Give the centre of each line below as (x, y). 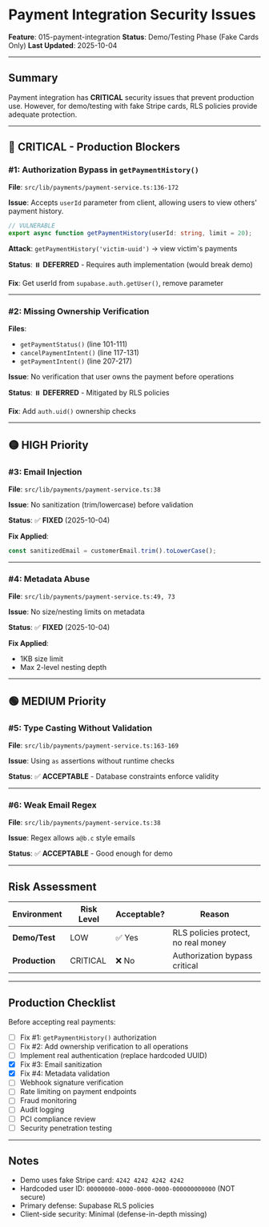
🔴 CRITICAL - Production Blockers (94, 147)
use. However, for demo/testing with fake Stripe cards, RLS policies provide (133, 106)
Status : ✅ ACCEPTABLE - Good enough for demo (91, 853)
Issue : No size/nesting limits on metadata (77, 612)
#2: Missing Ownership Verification (79, 311)
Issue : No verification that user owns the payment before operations (121, 377)
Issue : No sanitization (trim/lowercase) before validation (101, 505)
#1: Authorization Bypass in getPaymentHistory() (104, 170)
